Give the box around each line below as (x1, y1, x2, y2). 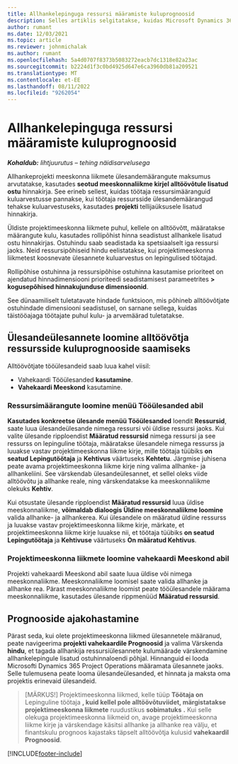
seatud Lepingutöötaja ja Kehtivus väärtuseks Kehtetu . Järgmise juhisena (7, 454, 227, 463)
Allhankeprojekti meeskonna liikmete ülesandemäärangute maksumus (7, 172, 211, 181)
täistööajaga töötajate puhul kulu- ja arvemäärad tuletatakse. (7, 311, 184, 320)
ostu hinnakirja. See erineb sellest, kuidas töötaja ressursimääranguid (7, 187, 211, 196)
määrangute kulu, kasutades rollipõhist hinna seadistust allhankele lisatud (7, 231, 222, 240)
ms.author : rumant (7, 50, 62, 57)
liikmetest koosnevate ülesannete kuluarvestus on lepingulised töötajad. (7, 254, 217, 262)
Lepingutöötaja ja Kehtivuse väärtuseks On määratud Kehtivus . (7, 536, 197, 544)
